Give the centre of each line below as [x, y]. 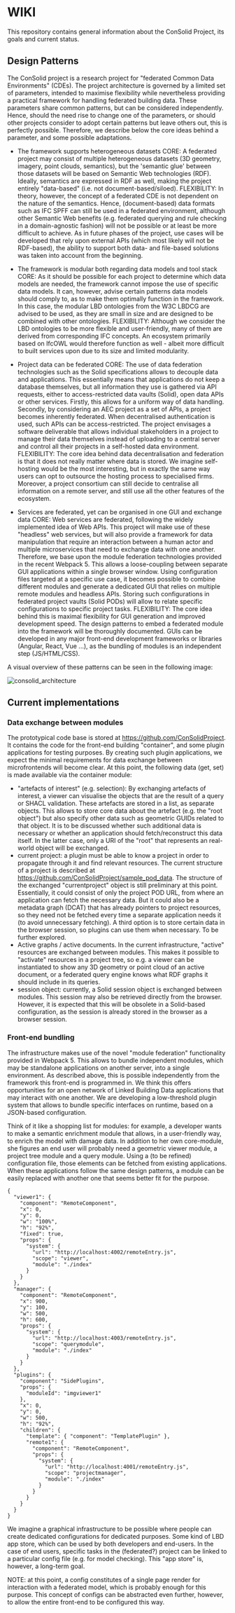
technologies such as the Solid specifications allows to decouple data [118, 371]
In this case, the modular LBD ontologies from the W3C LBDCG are [113, 306]
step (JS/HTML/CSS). [49, 653]
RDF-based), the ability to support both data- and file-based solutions [118, 248]
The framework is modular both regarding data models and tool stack [117, 269]
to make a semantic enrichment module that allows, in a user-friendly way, [114, 1133]
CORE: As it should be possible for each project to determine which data [121, 276]
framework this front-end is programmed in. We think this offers [99, 1083]
